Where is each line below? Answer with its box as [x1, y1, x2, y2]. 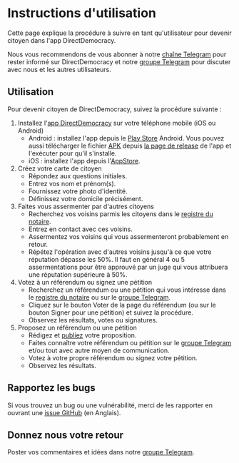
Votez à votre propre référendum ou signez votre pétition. [28, 353, 198, 362]
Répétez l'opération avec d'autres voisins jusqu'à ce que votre [28, 248, 212, 256]
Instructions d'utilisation [7, 5, 157, 21]
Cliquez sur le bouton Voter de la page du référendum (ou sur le [28, 300, 216, 309]
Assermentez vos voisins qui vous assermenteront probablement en [28, 232, 229, 240]
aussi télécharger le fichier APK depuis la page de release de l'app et [28, 141, 232, 150]
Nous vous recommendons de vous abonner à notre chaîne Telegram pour [7, 50, 227, 58]
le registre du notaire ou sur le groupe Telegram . [28, 292, 171, 301]
